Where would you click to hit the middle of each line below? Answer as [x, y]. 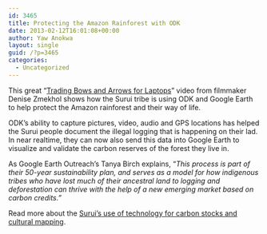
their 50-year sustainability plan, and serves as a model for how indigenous [133, 172]
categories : [28, 61]
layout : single [34, 46]
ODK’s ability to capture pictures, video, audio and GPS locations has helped [134, 123]
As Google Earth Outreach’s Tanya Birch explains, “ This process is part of [129, 164]
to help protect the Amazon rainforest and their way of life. [105, 107]
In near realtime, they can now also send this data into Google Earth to [124, 140]
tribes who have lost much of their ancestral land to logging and [114, 180]
